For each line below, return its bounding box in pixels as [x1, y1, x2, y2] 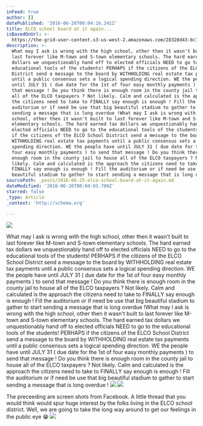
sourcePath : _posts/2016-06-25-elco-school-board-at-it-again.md [6, 178, 174, 184]
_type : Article [6, 194, 45, 200]
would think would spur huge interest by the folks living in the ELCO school [6, 399, 193, 407]
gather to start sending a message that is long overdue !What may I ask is [6, 303, 189, 311]
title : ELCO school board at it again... [6, 25, 112, 32]
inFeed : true [6, 8, 39, 15]
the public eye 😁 [6, 413, 49, 421]
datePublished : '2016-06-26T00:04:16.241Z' [6, 20, 118, 26]
